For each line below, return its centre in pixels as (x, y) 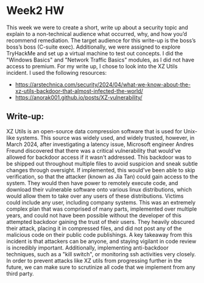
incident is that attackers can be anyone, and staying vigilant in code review (101, 241)
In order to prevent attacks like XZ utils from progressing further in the (94, 260)
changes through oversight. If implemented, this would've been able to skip (101, 170)
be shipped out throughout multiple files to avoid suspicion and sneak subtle (102, 163)
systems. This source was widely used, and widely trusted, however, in (105, 138)
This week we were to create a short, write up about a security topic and (97, 27)
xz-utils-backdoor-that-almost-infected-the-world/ (79, 91)
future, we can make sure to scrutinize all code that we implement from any (101, 267)
